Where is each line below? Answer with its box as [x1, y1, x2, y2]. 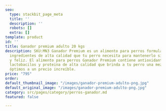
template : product [5, 35, 43, 40]
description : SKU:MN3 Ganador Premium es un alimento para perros [5, 48, 145, 53]
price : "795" [5, 72, 32, 76]
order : [5, 76, 19, 81]
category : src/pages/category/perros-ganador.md [5, 90, 107, 95]
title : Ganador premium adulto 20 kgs [5, 44, 85, 49]
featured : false [5, 94, 39, 99]
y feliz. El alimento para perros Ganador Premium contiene [9, 58, 136, 63]
